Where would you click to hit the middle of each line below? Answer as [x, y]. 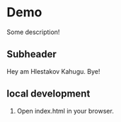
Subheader [32, 54]
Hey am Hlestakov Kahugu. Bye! [53, 71]
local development [48, 94]
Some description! [33, 32]
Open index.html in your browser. [65, 111]
